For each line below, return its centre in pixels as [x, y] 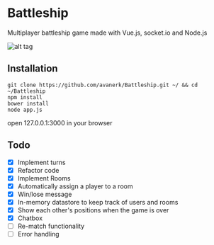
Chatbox [30, 218]
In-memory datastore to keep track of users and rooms [98, 202]
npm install [25, 97]
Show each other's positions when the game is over [93, 210]
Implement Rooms [44, 178]
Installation [33, 69]
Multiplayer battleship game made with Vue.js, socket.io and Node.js [107, 33]
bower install [28, 103]
